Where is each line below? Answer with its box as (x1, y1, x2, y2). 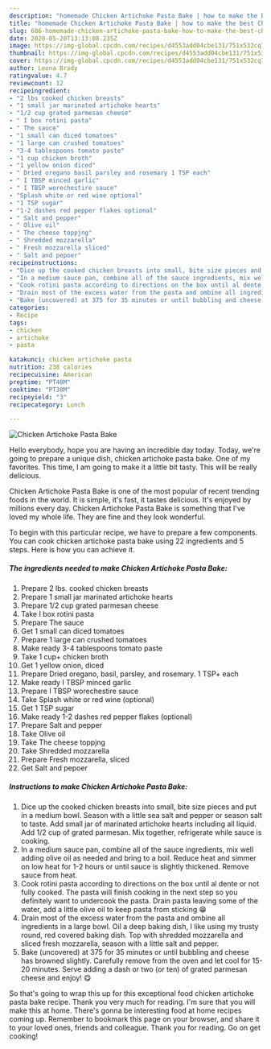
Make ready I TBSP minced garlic (20, 678, 132, 688)
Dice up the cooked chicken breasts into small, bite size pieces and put (20, 802, 257, 812)
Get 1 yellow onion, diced (20, 661, 105, 671)
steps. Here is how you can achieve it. (9, 545, 135, 555)
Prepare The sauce (20, 617, 84, 628)
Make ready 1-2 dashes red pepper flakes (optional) (20, 712, 193, 721)
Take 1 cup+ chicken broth (20, 652, 109, 662)
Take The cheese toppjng (20, 737, 105, 747)
